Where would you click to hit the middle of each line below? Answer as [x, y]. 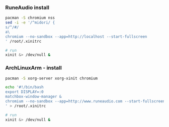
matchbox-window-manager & [33, 97]
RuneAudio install [27, 8]
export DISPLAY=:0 [24, 92]
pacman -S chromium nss [30, 18]
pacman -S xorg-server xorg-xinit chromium [52, 78]
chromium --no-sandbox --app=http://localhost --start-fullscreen [76, 37]
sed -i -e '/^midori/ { [30, 23]
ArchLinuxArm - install [33, 68]
